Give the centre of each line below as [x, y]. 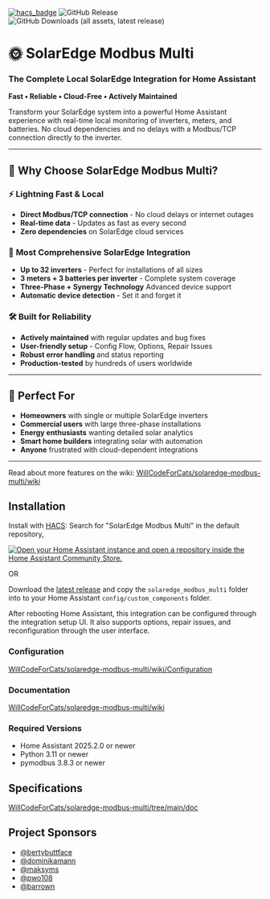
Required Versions [45, 728]
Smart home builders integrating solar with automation [111, 441]
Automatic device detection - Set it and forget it [100, 296]
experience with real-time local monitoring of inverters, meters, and [120, 121]
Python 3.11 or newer [54, 754]
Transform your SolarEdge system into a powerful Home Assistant [118, 112]
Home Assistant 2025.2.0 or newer [78, 746]
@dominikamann [48, 860]
